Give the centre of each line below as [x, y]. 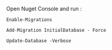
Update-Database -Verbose [39, 41]
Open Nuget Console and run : [44, 9]
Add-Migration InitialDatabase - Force [56, 30]
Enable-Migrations [29, 20]
